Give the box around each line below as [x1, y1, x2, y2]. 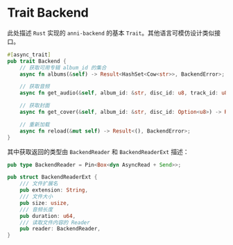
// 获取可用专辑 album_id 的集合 [19, 64, 107, 71]
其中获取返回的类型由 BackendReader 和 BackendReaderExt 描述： [7, 147, 189, 155]
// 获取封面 [19, 102, 50, 109]
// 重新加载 [19, 121, 50, 128]
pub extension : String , [19, 187, 89, 194]
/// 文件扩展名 [19, 180, 58, 187]
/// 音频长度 [19, 206, 53, 213]
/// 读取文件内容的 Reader [19, 219, 90, 226]
